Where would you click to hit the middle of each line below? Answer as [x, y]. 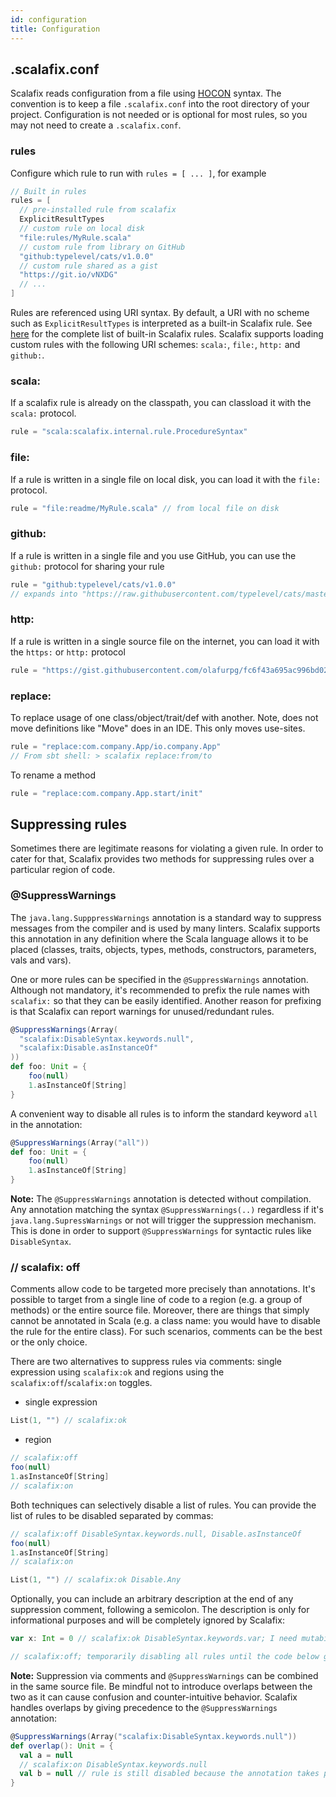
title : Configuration [55, 29]
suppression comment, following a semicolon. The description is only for [160, 1610]
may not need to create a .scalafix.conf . [96, 125]
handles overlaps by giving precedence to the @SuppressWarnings [144, 1707]
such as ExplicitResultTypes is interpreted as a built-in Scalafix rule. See [161, 323]
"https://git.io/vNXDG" [68, 275]
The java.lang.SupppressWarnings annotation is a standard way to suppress [166, 917]
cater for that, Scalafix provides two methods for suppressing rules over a [162, 859]
